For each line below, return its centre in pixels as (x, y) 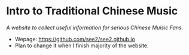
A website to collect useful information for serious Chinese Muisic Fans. (95, 27)
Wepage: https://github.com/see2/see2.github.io (75, 39)
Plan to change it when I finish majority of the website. (82, 45)
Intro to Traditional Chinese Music (92, 11)
